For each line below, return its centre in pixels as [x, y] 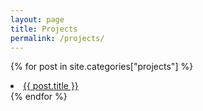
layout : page [37, 19]
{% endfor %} [39, 97]
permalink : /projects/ [57, 38]
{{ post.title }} [51, 86]
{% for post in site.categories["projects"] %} [102, 67]
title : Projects [44, 29]
